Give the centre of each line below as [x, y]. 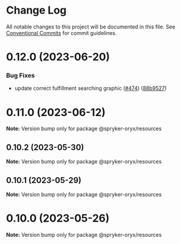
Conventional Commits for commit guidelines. [61, 33]
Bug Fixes [21, 76]
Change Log [36, 10]
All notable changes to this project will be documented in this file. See [91, 27]
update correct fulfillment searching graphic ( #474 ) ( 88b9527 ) [90, 88]
